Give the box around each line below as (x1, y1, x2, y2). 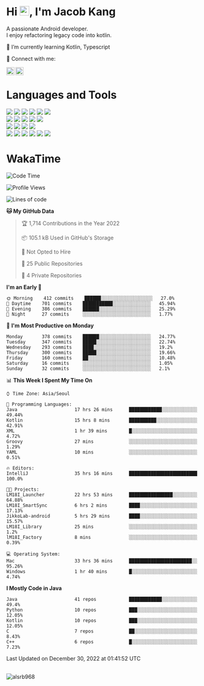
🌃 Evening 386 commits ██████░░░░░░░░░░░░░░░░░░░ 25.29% (6, 306, 175, 312)
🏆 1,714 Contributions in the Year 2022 (21, 220, 120, 227)
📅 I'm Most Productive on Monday (6, 322, 94, 329)
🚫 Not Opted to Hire (21, 248, 71, 255)
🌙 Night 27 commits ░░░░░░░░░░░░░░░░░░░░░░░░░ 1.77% (6, 311, 173, 317)
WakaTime (6, 152, 61, 166)
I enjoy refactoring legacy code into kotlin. (6, 31, 112, 38)
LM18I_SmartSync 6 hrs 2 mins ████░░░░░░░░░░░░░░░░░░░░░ (6, 502, 198, 508)
